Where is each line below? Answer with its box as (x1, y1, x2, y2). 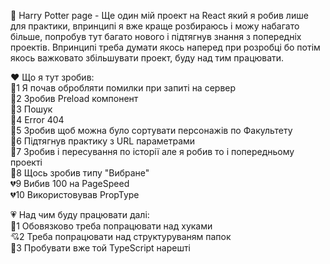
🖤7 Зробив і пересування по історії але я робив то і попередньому (10, 146, 295, 157)
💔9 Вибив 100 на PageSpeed (10, 178, 130, 189)
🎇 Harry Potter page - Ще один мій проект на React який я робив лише (10, 10, 309, 21)
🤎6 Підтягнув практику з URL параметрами (10, 135, 196, 147)
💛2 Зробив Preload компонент (10, 93, 139, 104)
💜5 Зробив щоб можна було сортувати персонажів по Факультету (10, 125, 293, 136)
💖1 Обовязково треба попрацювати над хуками (10, 220, 213, 232)
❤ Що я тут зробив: (10, 71, 95, 83)
